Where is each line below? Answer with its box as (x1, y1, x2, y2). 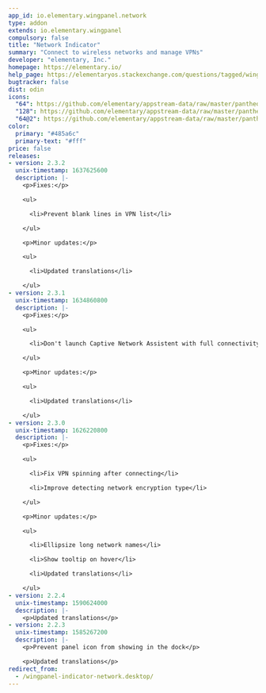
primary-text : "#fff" (15, 137, 87, 145)
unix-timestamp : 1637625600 (15, 167, 108, 175)
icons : (8, 93, 30, 101)
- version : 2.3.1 (8, 289, 66, 297)
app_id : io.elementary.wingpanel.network (8, 11, 147, 20)
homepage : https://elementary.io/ (8, 64, 123, 71)
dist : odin (8, 85, 44, 94)
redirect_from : (8, 664, 59, 673)
